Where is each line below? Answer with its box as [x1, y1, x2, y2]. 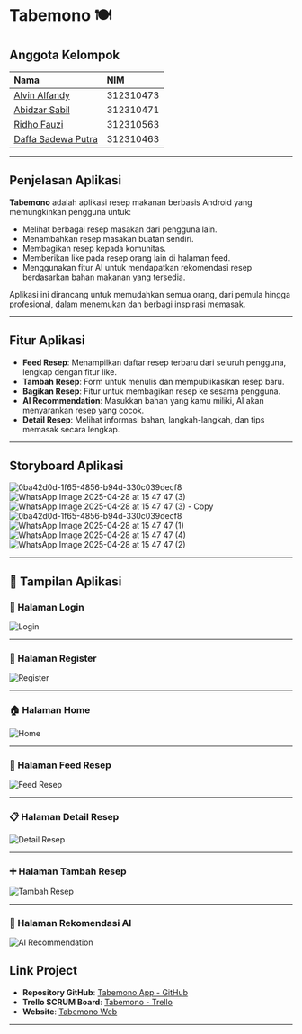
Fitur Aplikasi [9, 333, 85, 349]
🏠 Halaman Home [9, 704, 91, 717]
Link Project [9, 963, 78, 978]
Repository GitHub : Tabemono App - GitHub [22, 986, 189, 997]
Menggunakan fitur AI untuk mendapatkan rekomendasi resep [22, 262, 253, 272]
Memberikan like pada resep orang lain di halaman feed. [22, 252, 231, 263]
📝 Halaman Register [9, 652, 97, 664]
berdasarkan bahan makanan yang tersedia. [22, 272, 186, 282]
